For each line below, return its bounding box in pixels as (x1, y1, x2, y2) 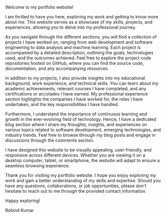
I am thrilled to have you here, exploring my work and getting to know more (5, 14, 159, 19)
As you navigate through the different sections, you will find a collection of (5, 34, 157, 40)
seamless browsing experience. (5, 163, 70, 168)
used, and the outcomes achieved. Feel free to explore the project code (5, 55, 151, 61)
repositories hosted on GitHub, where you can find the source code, (5, 60, 144, 66)
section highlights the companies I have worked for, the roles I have (5, 96, 143, 102)
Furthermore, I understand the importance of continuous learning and (5, 111, 147, 117)
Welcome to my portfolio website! (5, 4, 74, 10)
